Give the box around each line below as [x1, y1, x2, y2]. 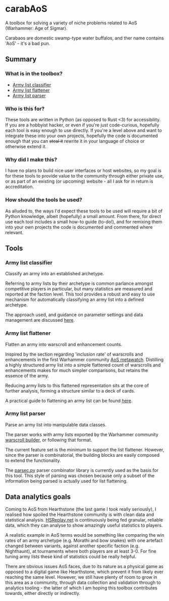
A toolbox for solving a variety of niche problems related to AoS [5, 20, 137, 26]
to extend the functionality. [5, 457, 62, 463]
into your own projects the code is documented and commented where [5, 224, 153, 230]
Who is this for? [5, 105, 45, 112]
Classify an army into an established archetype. [5, 271, 104, 277]
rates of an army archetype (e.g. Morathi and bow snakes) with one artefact [5, 537, 163, 543]
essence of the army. [5, 372, 49, 378]
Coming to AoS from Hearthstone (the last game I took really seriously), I [5, 506, 156, 512]
